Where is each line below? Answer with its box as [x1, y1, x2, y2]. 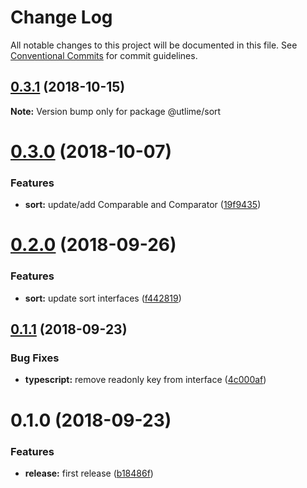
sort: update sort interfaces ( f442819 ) [24, 292, 182, 304]
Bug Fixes [10, 351, 60, 365]
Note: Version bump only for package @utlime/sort [10, 105, 222, 117]
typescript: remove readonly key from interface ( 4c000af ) [24, 374, 267, 386]
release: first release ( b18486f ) [24, 467, 154, 479]
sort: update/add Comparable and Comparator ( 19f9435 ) [24, 199, 262, 211]
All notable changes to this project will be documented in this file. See [10, 39, 298, 51]
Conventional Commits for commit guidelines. [10, 49, 198, 61]
